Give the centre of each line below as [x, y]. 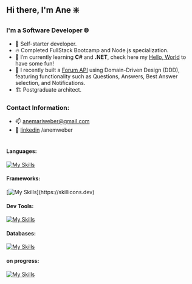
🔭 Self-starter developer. [46, 44]
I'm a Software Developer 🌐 [48, 30]
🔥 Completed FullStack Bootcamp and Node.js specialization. [92, 50]
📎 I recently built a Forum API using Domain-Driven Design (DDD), [98, 70]
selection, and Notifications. [50, 83]
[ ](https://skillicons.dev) [50, 192]
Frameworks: [23, 178]
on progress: [23, 260]
